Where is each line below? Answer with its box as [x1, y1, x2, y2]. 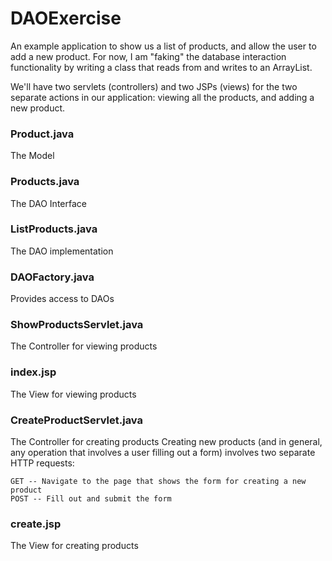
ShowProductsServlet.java [10, 318, 144, 332]
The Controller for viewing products [10, 340, 158, 352]
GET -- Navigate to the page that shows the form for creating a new [10, 477, 307, 487]
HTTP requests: [10, 457, 75, 469]
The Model [10, 150, 55, 162]
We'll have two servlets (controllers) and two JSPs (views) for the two [10, 80, 298, 92]
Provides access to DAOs [10, 293, 115, 305]
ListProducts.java [10, 222, 98, 236]
